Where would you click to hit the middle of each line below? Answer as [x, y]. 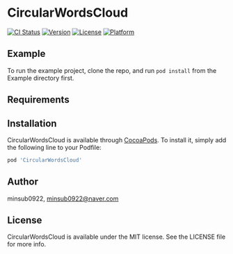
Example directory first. [41, 78]
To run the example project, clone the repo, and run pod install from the [112, 70]
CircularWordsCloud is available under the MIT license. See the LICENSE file [116, 237]
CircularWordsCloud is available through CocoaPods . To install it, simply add [117, 139]
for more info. [27, 244]
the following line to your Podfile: [55, 147]
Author [23, 182]
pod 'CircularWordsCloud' [45, 160]
